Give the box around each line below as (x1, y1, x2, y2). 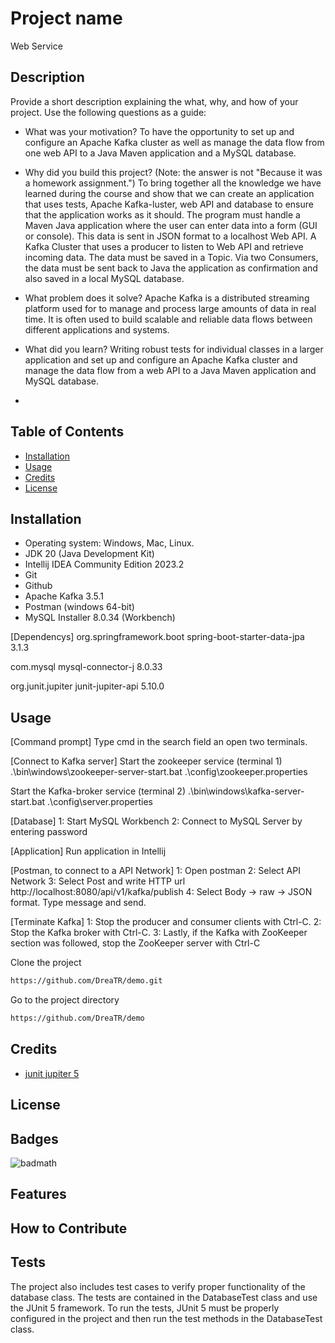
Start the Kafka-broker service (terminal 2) (10, 785, 186, 797)
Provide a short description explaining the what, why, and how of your (10, 95, 299, 107)
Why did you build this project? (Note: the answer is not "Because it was (24, 166, 323, 178)
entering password (10, 826, 88, 838)
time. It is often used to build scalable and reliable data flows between (24, 313, 313, 325)
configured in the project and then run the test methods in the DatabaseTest (10, 1312, 323, 1324)
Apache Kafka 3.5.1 (24, 590, 104, 602)
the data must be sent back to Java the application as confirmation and (24, 262, 318, 274)
